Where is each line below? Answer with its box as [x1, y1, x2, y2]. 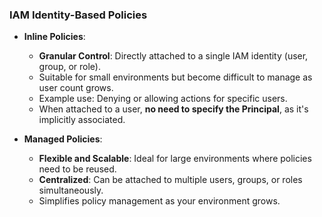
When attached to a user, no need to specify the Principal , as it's [38, 103, 309, 115]
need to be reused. [38, 163, 117, 175]
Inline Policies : [23, 31, 86, 43]
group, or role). [38, 61, 102, 73]
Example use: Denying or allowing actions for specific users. [38, 93, 288, 105]
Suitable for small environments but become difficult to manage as [38, 71, 313, 83]
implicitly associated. [38, 114, 126, 126]
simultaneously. [38, 184, 104, 197]
